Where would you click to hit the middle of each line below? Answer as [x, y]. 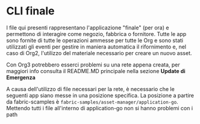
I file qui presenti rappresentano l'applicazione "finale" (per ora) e [88, 28]
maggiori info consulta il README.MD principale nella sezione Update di [96, 71]
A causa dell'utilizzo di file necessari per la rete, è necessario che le [90, 89]
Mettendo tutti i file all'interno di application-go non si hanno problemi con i [100, 108]
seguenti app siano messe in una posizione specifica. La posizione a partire [100, 95]
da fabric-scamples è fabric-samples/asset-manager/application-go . [92, 102]
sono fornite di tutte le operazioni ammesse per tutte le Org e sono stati [95, 40]
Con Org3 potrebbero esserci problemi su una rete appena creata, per [93, 65]
